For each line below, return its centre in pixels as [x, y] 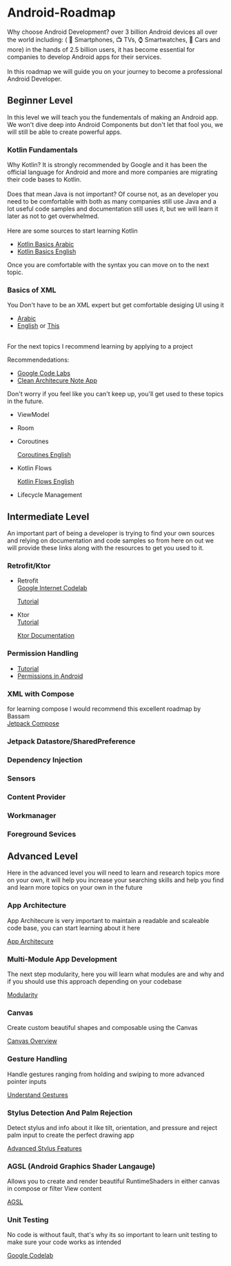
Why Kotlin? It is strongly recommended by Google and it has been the [107, 165]
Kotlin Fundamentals [42, 150]
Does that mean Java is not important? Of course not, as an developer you [113, 194]
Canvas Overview [32, 1041]
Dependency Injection [45, 759]
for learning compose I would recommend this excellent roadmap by [104, 709]
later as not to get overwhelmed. [53, 216]
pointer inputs [27, 1081]
